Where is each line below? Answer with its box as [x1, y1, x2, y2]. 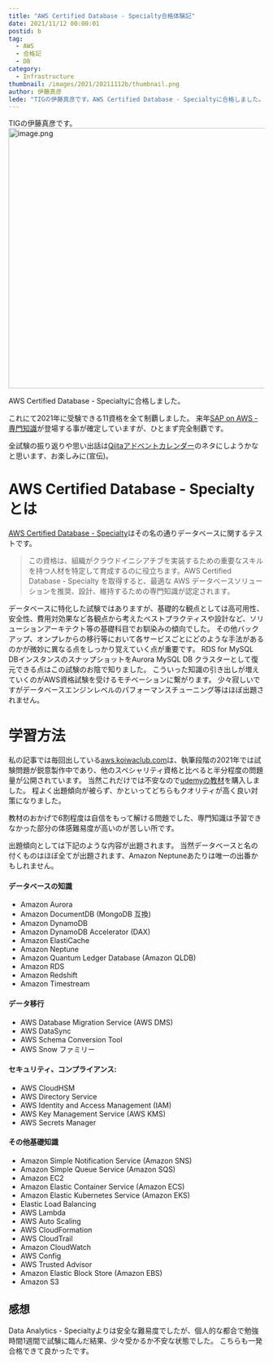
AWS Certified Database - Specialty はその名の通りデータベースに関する [8, 528, 249, 538]
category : [8, 65, 42, 73]
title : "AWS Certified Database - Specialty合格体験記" [8, 11, 196, 20]
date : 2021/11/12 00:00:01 [8, 20, 100, 28]
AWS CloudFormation [19, 1225, 93, 1234]
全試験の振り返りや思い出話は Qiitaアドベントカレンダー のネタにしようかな [8, 441, 258, 451]
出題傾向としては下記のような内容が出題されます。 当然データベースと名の [8, 841, 258, 850]
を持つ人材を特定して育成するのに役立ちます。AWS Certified [28, 566, 232, 576]
